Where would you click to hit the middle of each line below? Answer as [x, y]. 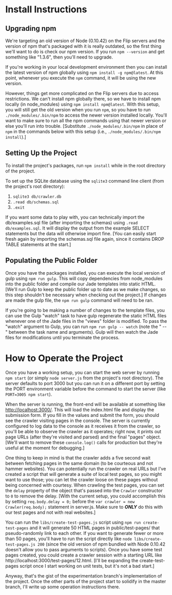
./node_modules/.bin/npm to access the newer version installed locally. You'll [86, 115]
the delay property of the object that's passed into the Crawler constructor [84, 490]
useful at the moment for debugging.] [45, 448]
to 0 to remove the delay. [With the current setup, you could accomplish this [85, 496]
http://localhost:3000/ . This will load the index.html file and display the [80, 410]
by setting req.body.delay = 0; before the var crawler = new [70, 501]
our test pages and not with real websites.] [51, 512]
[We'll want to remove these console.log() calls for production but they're [84, 442]
